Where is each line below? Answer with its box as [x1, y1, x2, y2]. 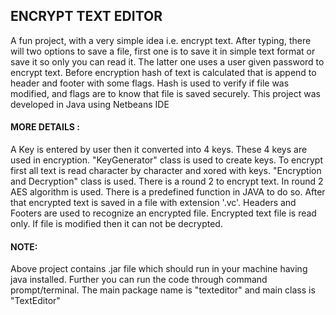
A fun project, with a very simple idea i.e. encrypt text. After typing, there [10, 34, 312, 46]
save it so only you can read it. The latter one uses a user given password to [10, 55, 325, 68]
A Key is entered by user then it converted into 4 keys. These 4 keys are [10, 144, 308, 156]
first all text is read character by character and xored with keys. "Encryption [10, 165, 322, 177]
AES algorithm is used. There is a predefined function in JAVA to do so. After [10, 186, 326, 198]
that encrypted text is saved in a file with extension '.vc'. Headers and [10, 197, 297, 209]
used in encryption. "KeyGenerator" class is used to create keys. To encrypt [10, 154, 324, 166]
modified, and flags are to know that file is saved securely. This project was [10, 87, 322, 99]
